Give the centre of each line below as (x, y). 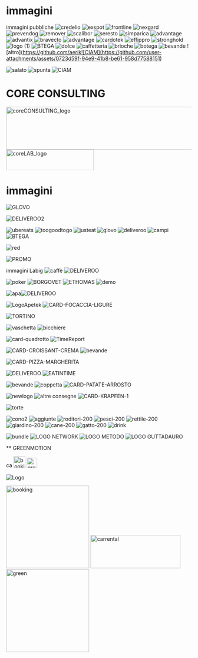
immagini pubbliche (30, 27)
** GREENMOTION (29, 448)
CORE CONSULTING (56, 94)
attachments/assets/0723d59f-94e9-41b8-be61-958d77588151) (84, 58)
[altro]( (14, 52)
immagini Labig (24, 270)
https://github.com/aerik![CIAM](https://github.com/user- (92, 52)
